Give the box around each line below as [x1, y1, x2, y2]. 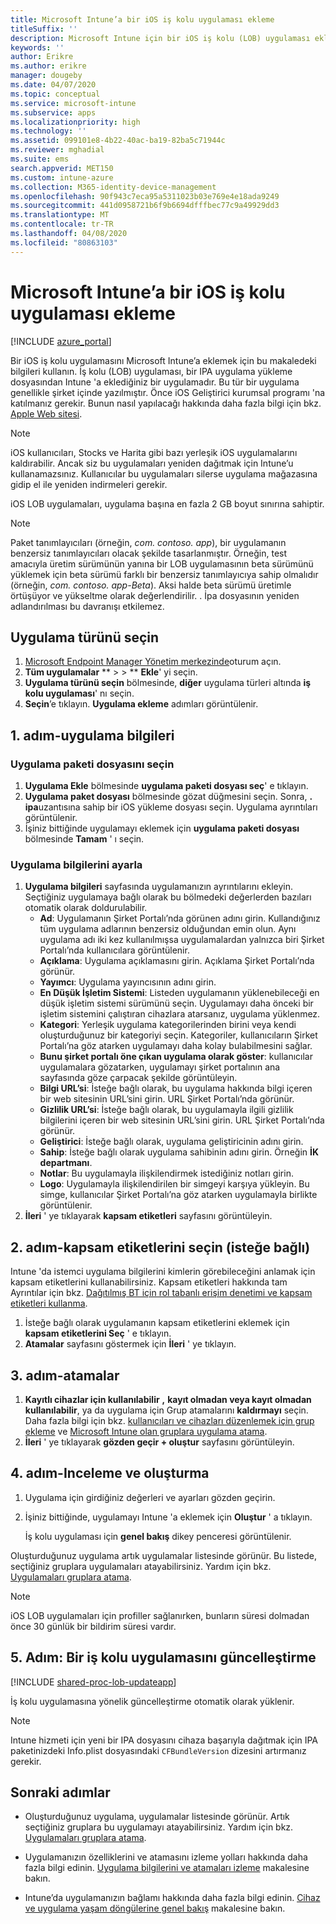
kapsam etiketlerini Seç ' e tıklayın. [24, 1327, 172, 1340]
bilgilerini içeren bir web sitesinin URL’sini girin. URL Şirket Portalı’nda [39, 1114, 325, 1126]
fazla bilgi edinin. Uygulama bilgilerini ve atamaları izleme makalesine [24, 1862, 310, 1874]
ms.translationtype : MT [10, 210, 110, 220]
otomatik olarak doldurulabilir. [24, 902, 148, 914]
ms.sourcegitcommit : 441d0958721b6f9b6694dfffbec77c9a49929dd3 [10, 201, 280, 211]
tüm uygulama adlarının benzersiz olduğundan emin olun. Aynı [39, 923, 297, 935]
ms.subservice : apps [10, 107, 97, 118]
